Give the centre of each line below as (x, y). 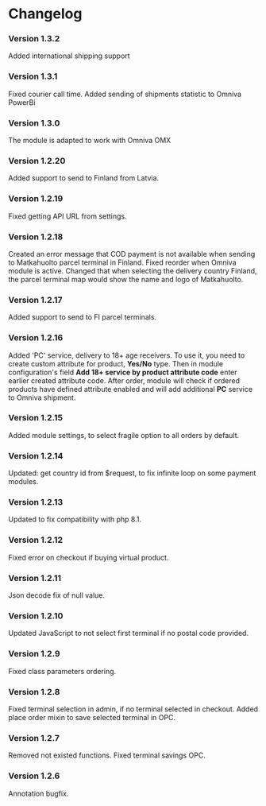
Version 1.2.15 (36, 418)
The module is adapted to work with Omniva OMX (90, 141)
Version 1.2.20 (37, 161)
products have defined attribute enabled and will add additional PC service (130, 389)
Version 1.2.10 (36, 615)
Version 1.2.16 (36, 338)
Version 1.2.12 (36, 540)
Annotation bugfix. (39, 793)
